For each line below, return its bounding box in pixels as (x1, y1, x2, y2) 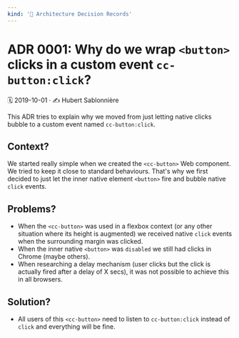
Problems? (7, 203, 56, 215)
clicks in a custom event (7, 56, 153, 72)
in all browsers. (17, 275, 63, 284)
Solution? (7, 296, 51, 308)
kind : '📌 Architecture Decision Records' (7, 10, 133, 18)
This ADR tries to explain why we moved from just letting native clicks (7, 112, 212, 121)
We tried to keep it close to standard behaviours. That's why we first (7, 167, 208, 176)
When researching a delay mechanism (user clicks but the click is (17, 260, 211, 269)
